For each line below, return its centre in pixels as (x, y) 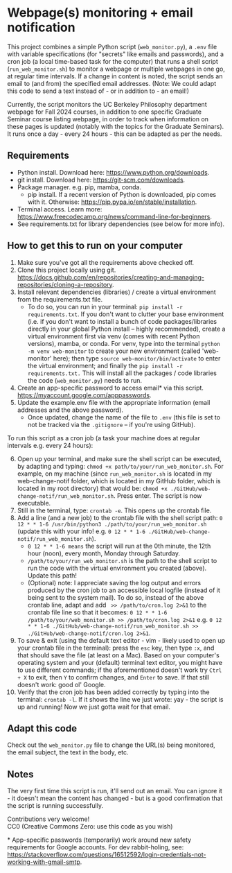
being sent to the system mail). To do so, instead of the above (116, 597)
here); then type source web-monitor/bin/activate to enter (137, 358)
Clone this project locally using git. (66, 270)
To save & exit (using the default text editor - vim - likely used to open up (121, 640)
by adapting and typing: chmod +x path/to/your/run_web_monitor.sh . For (120, 466)
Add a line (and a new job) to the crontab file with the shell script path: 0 (120, 517)
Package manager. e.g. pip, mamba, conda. (79, 187)
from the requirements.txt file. (60, 299)
